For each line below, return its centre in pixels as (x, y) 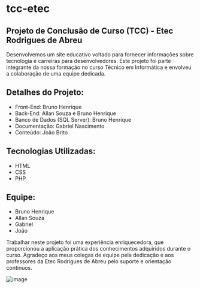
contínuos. (19, 268)
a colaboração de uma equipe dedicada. (56, 73)
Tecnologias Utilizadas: (51, 151)
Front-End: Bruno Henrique (48, 107)
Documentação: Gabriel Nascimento (60, 126)
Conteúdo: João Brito (41, 132)
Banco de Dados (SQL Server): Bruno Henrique (73, 119)
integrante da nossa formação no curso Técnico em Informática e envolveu (99, 67)
